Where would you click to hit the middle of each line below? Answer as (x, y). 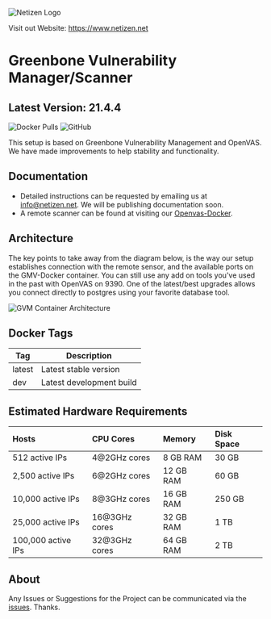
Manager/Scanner (71, 78)
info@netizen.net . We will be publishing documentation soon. (122, 204)
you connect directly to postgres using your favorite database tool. (119, 292)
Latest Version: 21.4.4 (65, 108)
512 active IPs (40, 458)
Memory (179, 439)
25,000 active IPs (46, 522)
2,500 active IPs (44, 476)
